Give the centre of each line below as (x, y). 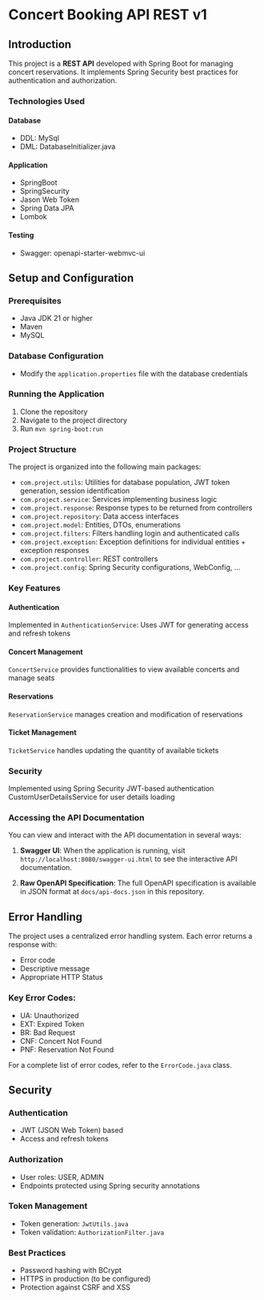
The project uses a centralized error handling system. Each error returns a (130, 936)
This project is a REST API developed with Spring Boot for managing (121, 63)
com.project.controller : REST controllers (89, 559)
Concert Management (46, 652)
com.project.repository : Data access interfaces (99, 516)
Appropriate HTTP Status (61, 977)
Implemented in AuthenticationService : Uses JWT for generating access (129, 625)
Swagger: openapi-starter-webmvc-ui (82, 253)
